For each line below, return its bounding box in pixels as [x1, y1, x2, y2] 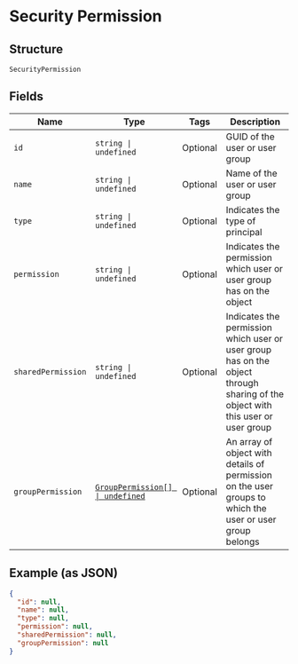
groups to [225, 491, 266, 503]
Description [230, 115, 281, 128]
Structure [9, 42, 64, 57]
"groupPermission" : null [17, 638, 109, 647]
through [225, 376, 259, 389]
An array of [225, 435, 273, 447]
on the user [225, 479, 273, 492]
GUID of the [225, 130, 275, 143]
